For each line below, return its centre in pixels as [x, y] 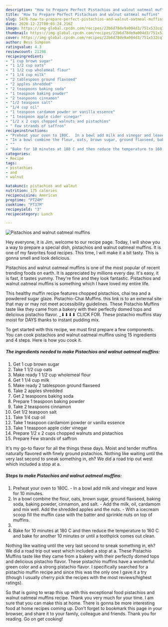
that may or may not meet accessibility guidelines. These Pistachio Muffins [83, 304]
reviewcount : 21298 [26, 51]
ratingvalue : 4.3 [24, 47]
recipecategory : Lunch [29, 214]
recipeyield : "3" [24, 209]
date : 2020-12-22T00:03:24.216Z [39, 24]
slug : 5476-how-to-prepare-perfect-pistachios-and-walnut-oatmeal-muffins [85, 19]
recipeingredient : [25, 56]
